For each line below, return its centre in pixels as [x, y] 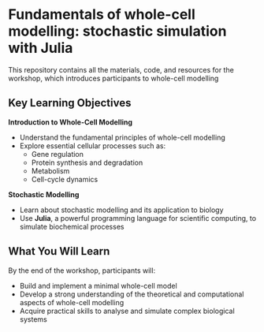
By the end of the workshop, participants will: [82, 270]
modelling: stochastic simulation [117, 31]
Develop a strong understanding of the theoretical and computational [132, 294]
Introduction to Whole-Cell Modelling [70, 122]
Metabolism [50, 170]
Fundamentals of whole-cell [102, 15]
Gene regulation [58, 154]
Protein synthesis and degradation [87, 162]
